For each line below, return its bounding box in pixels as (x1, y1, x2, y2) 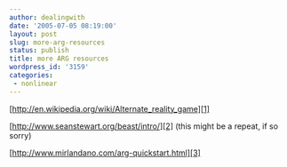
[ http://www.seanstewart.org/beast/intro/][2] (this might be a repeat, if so (9, 121, 278, 131)
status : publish (9, 46, 69, 55)
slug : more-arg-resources (9, 37, 105, 47)
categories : (9, 71, 53, 80)
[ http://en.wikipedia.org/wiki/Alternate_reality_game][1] (9, 103, 211, 114)
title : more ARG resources (9, 54, 109, 63)
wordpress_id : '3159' (9, 63, 90, 72)
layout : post (9, 29, 58, 38)
